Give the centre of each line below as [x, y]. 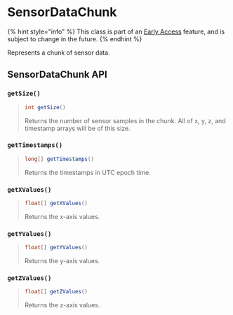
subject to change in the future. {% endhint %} [75, 38]
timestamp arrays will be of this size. [78, 128]
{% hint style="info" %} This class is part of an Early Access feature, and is [116, 31]
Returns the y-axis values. [62, 261]
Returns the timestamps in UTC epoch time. [87, 172]
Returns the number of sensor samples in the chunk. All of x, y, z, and [125, 120]
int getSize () [45, 107]
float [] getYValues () [56, 248]
